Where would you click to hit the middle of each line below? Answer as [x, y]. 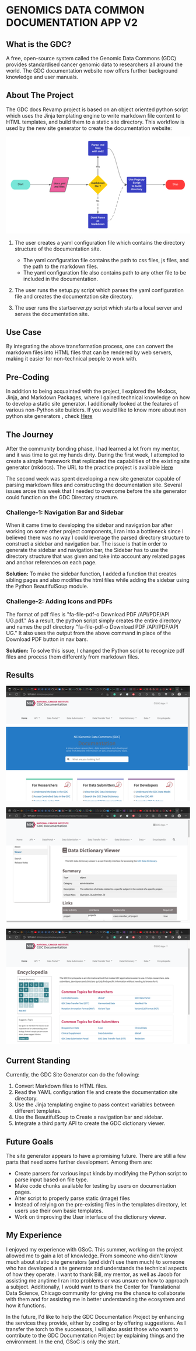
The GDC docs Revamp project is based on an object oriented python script [97, 109]
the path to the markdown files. [61, 266]
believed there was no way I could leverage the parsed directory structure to [98, 538]
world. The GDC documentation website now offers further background [92, 71]
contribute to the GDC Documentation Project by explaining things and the [95, 1335]
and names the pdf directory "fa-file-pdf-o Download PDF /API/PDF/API [92, 626]
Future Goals [30, 1142]
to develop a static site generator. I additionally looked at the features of [92, 404]
